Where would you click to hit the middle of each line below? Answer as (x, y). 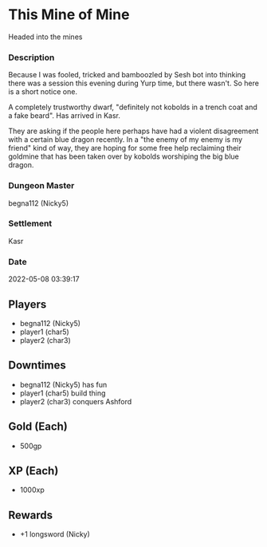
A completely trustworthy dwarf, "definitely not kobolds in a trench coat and (133, 107)
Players (27, 304)
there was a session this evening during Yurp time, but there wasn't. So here (133, 83)
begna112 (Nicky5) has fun (63, 384)
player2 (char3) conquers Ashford (76, 401)
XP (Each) (33, 471)
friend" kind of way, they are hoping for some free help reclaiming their (125, 148)
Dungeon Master (41, 186)
